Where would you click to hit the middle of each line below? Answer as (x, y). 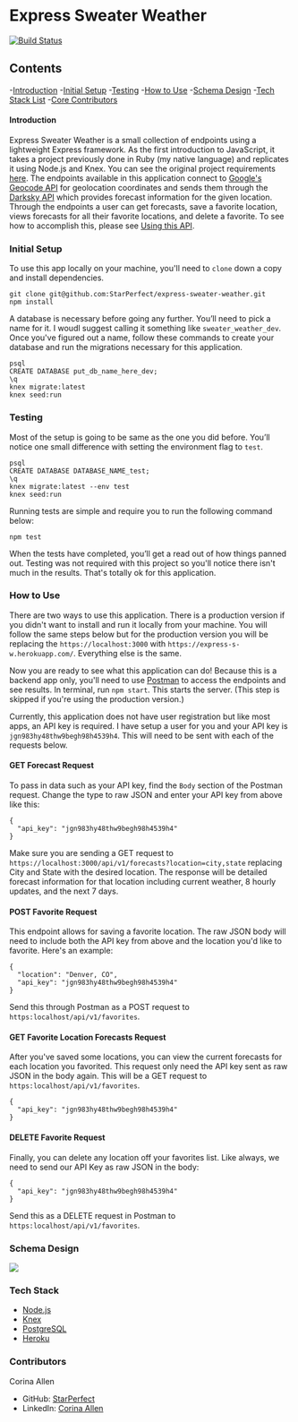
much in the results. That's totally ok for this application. (113, 572)
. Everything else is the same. (127, 653)
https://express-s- (204, 644)
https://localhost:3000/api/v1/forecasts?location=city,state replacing (146, 863)
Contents (36, 69)
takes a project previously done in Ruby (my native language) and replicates (149, 158)
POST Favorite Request (53, 912)
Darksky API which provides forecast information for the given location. (141, 197)
